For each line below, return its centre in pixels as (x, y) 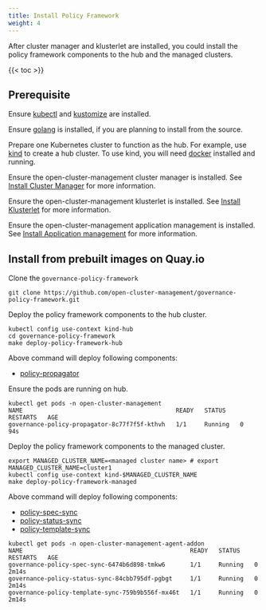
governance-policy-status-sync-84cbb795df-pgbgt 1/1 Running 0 (133, 579)
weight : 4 (25, 23)
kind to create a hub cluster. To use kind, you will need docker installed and (132, 153)
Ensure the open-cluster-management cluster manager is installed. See (125, 177)
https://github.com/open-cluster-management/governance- (140, 293)
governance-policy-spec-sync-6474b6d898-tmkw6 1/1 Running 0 (133, 565)
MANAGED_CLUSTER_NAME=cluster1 (60, 468)
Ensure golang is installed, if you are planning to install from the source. (125, 129)
